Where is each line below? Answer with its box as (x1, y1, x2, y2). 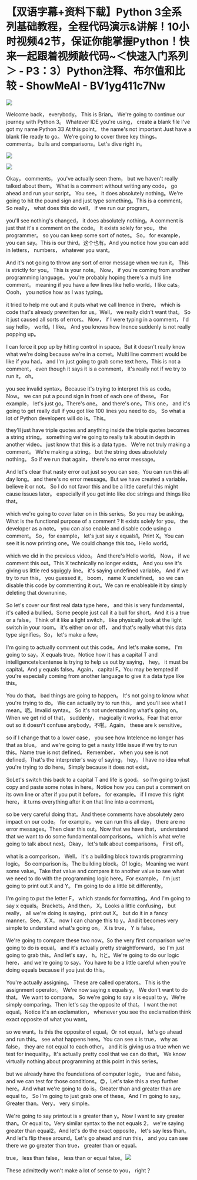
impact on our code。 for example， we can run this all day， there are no (6, 818, 186, 825)
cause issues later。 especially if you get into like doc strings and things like (6, 490, 191, 497)
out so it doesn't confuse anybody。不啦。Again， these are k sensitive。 (6, 721, 185, 729)
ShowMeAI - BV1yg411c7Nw (26, 79, 166, 93)
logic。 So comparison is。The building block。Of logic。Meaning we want (6, 860, 189, 867)
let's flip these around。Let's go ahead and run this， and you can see (17, 1134, 188, 1142)
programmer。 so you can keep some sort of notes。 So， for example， (6, 231, 183, 239)
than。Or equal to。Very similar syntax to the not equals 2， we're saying (6, 1119, 184, 1127)
